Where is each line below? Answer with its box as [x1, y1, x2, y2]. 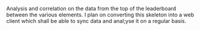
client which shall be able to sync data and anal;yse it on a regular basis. [6, 18, 187, 24]
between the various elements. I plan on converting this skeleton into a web [6, 11, 195, 18]
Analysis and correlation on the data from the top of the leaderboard [6, 5, 176, 12]
